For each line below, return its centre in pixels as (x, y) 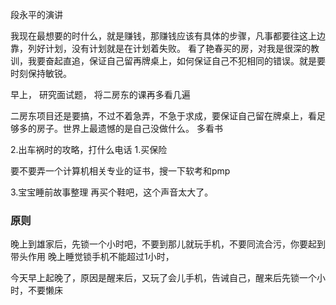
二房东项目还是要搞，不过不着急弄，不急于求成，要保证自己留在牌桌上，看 (163, 116)
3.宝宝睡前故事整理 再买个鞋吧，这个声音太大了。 (112, 192)
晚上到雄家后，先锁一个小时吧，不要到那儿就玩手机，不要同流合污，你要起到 (168, 244)
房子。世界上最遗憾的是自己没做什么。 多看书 (129, 128)
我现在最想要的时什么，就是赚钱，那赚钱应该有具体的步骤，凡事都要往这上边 (168, 36)
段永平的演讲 (36, 14)
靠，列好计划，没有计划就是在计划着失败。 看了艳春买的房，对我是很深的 (160, 48)
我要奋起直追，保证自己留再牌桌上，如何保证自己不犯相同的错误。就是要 (176, 61)
